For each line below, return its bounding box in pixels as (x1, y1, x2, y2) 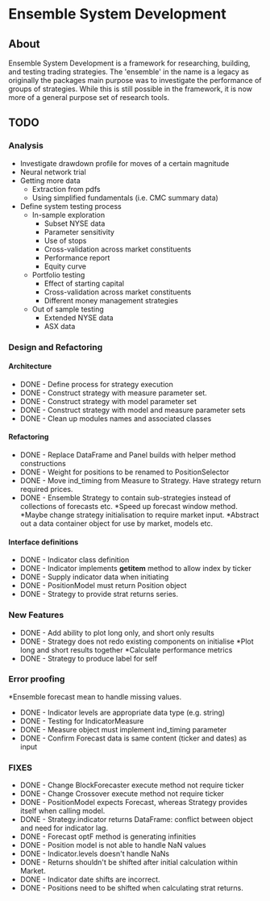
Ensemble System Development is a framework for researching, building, (8, 58, 251, 68)
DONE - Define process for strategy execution (19, 379, 173, 389)
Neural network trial (19, 167, 86, 177)
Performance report (44, 252, 110, 262)
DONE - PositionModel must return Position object (19, 581, 187, 590)
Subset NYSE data (44, 219, 106, 228)
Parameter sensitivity (44, 227, 115, 236)
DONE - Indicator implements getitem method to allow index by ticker (19, 564, 252, 574)
